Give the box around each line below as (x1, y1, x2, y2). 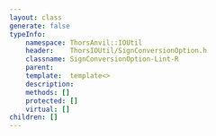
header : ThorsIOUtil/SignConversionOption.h (25, 47, 207, 55)
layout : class (9, 13, 63, 22)
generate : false (9, 21, 70, 30)
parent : (25, 64, 54, 72)
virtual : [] (25, 105, 70, 114)
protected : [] (25, 96, 78, 106)
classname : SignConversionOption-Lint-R (25, 55, 179, 64)
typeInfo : (9, 30, 47, 38)
